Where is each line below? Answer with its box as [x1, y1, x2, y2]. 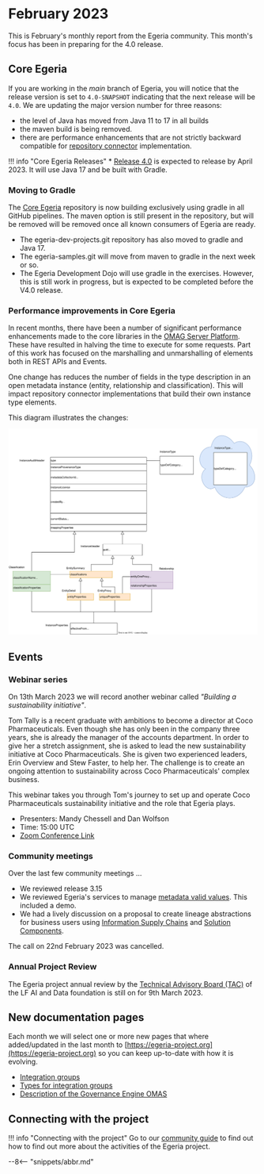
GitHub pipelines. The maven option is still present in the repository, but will [8, 211, 255, 221]
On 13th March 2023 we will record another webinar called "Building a [8, 692, 237, 701]
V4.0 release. [19, 286, 63, 295]
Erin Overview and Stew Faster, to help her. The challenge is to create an [8, 758, 245, 767]
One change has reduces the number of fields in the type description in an [8, 372, 251, 382]
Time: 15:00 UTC [19, 822, 75, 831]
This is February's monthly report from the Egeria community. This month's [8, 31, 253, 40]
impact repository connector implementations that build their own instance [8, 389, 251, 399]
